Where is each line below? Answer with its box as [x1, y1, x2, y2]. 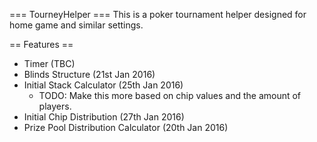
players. [38, 100, 72, 112]
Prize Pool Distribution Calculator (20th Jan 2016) [23, 122, 229, 133]
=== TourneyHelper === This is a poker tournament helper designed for [9, 9, 307, 20]
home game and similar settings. [9, 19, 144, 31]
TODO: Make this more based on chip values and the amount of [38, 90, 302, 101]
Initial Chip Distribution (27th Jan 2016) [23, 111, 185, 123]
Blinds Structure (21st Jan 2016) [23, 69, 156, 80]
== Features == [9, 39, 74, 50]
